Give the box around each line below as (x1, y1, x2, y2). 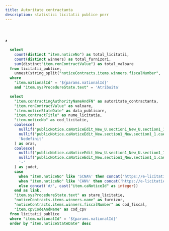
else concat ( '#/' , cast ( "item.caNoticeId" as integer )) (18, 183, 138, 189)
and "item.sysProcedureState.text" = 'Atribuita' (14, 85, 121, 90)
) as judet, (14, 165, 39, 170)
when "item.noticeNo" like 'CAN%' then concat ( (18, 178, 121, 183)
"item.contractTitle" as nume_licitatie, (14, 113, 102, 118)
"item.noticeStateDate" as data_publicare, (14, 108, 107, 113)
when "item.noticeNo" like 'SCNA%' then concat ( (18, 174, 123, 179)
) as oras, (14, 141, 37, 146)
